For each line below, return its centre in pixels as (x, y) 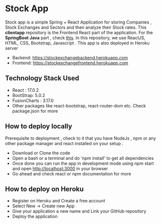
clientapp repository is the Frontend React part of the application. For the (79, 32)
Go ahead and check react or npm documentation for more (71, 174)
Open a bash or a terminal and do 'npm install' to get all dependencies (83, 158)
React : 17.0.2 (25, 90)
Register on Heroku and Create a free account (58, 201)
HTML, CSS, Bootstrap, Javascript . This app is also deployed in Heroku (78, 43)
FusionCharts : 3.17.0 (33, 100)
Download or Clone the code (41, 153)
